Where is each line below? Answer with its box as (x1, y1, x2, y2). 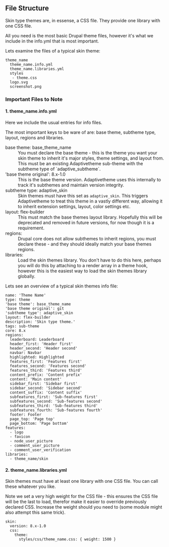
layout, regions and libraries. (5, 134, 65, 140)
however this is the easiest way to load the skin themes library (18, 268, 147, 274)
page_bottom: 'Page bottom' (10, 421, 69, 426)
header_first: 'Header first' (10, 341, 73, 346)
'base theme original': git (5, 306, 65, 311)
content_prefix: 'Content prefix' (10, 372, 82, 377)
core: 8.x (5, 328, 26, 333)
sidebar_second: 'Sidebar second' (10, 385, 82, 390)
